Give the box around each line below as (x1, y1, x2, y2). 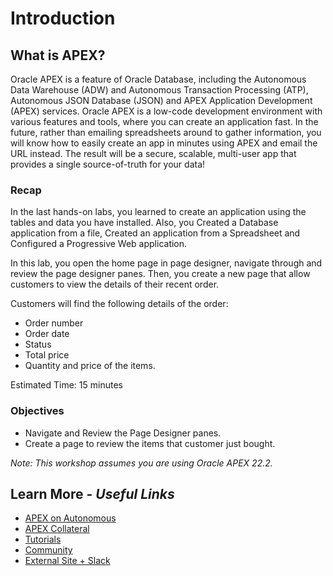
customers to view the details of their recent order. (10, 278, 220, 291)
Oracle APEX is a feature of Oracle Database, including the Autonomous (10, 73, 307, 85)
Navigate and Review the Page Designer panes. (24, 427, 222, 439)
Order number (24, 317, 84, 329)
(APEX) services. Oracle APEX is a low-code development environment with (10, 105, 323, 117)
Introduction (10, 7, 116, 30)
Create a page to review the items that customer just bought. (24, 437, 276, 449)
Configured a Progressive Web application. (10, 238, 188, 250)
